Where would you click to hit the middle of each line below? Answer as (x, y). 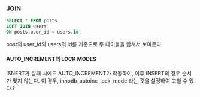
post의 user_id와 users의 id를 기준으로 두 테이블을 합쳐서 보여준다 (84, 44)
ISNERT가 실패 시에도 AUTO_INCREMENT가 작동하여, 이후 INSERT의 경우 (93, 74)
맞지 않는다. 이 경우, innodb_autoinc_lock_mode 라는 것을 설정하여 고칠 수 (100, 81)
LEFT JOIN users (26, 26)
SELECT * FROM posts (32, 21)
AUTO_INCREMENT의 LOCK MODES (51, 59)
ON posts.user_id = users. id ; (44, 32)
